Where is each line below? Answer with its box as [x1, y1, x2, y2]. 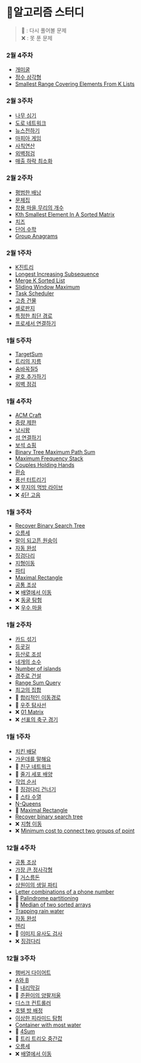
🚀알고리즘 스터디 [6, 5, 85, 19]
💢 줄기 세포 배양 [15, 770, 53, 778]
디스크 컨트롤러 [15, 999, 51, 1007]
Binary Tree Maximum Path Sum [15, 448, 96, 455]
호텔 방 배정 [15, 1007, 44, 1014]
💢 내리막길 [15, 984, 41, 991]
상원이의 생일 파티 [15, 881, 57, 888]
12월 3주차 [6, 954, 36, 962]
